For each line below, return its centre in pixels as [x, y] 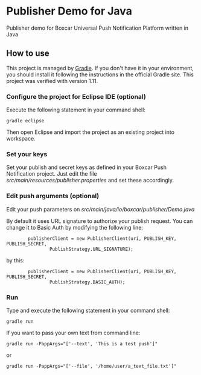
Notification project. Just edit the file [52, 174]
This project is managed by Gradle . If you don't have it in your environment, [100, 68]
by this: [15, 260]
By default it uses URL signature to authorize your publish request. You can [100, 221]
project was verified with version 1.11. [52, 81]
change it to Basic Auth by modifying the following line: [75, 227]
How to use [28, 54]
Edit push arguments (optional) [53, 196]
